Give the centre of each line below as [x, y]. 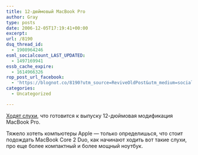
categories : [21, 88]
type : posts [21, 22]
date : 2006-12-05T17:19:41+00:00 [47, 28]
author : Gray [22, 17]
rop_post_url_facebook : [35, 77]
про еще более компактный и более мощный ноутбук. [75, 146]
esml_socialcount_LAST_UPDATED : [46, 55]
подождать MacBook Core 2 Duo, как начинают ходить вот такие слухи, [97, 140]
